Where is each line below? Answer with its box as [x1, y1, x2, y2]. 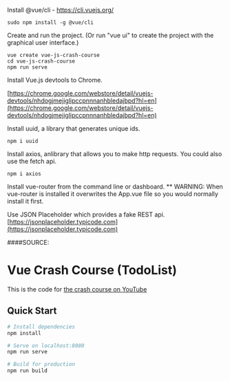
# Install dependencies [7, 323, 76, 330]
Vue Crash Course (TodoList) [7, 263, 178, 278]
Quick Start [7, 305, 57, 317]
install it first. [7, 197, 44, 205]
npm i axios [7, 171, 41, 177]
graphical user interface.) [7, 39, 79, 47]
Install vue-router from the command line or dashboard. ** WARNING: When [7, 182, 224, 190]
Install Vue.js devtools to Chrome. [7, 76, 103, 84]
